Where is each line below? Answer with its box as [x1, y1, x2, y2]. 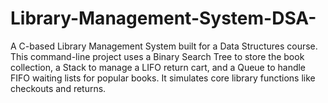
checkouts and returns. [10, 82, 107, 94]
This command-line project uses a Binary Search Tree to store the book [10, 50, 305, 62]
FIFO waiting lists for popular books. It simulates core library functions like [10, 72, 316, 84]
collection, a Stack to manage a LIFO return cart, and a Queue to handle [10, 61, 307, 73]
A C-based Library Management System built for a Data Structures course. [10, 40, 318, 52]
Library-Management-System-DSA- [10, 7, 317, 30]
